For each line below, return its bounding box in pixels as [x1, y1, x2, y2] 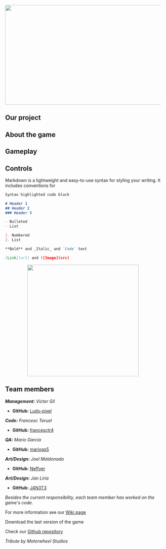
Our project [5, 114, 41, 122]
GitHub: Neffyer [12, 465, 45, 471]
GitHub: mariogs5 [12, 446, 49, 452]
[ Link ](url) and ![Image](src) [5, 255, 70, 260]
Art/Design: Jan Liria [5, 475, 49, 481]
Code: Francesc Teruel [5, 417, 52, 424]
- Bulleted [5, 219, 28, 224]
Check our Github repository [5, 528, 63, 534]
